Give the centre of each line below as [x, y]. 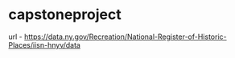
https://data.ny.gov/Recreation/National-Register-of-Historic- [125, 37]
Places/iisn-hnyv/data [44, 44]
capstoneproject [65, 15]
